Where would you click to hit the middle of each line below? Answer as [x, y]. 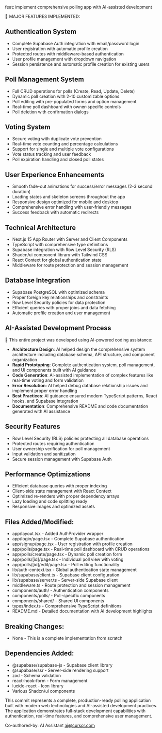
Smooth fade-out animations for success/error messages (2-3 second [82, 186]
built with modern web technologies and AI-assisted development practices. [81, 705]
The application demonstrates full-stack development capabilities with [75, 711]
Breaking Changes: [35, 626]
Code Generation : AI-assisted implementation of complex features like [83, 375]
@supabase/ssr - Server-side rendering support [60, 670]
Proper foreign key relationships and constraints [60, 297]
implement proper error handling [45, 391]
